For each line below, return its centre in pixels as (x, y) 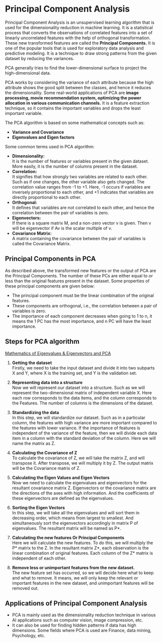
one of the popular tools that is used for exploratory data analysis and (74, 48)
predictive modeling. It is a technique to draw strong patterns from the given (81, 53)
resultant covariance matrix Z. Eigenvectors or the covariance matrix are (84, 488)
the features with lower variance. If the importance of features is (76, 428)
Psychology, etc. (29, 636)
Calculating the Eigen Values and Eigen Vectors (61, 477)
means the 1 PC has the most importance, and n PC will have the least (81, 321)
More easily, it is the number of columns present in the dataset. (75, 166)
